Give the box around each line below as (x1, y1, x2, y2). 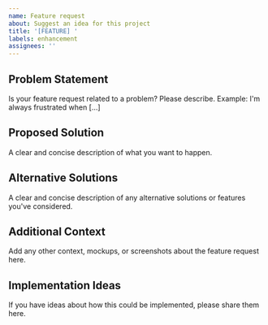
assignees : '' (8, 42, 57, 50)
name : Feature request (8, 11, 85, 20)
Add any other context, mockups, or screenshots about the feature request (8, 246, 260, 256)
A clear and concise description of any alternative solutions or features (8, 193, 246, 202)
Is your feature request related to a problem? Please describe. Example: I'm (8, 93, 261, 103)
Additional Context (8, 224, 106, 238)
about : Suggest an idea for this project (8, 19, 151, 28)
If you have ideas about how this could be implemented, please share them (8, 300, 260, 310)
